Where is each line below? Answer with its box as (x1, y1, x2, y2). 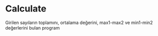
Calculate (5, 3, 47, 14)
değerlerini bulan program (5, 24, 60, 30)
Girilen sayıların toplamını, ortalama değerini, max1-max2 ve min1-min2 (5, 19, 153, 25)
